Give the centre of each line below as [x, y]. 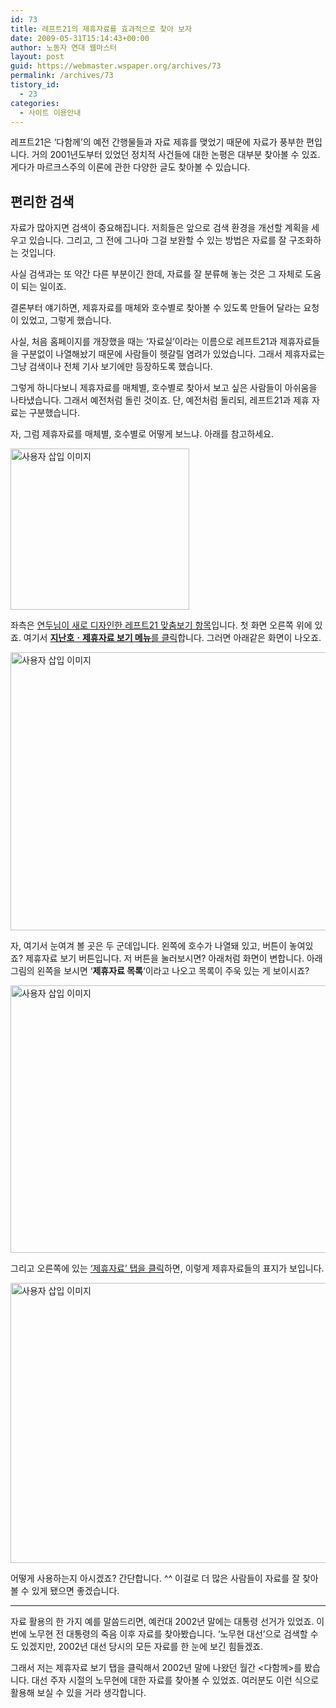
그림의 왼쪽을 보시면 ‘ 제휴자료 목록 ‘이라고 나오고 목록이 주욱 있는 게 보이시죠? [160, 971]
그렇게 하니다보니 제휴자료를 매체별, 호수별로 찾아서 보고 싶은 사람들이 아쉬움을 [164, 388]
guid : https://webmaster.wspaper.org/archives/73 [116, 66]
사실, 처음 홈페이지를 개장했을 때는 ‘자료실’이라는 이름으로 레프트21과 [144, 342]
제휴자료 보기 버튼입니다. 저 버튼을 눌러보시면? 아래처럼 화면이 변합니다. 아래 [173, 958]
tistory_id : [35, 85]
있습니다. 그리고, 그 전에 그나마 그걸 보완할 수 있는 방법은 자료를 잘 [157, 240]
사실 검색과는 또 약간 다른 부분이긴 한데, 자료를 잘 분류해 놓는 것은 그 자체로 [156, 274]
